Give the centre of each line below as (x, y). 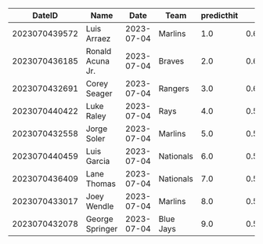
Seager (99, 93)
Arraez (98, 38)
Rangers (174, 88)
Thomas (101, 184)
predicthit (220, 15)
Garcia (98, 161)
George (99, 219)
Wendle (100, 206)
